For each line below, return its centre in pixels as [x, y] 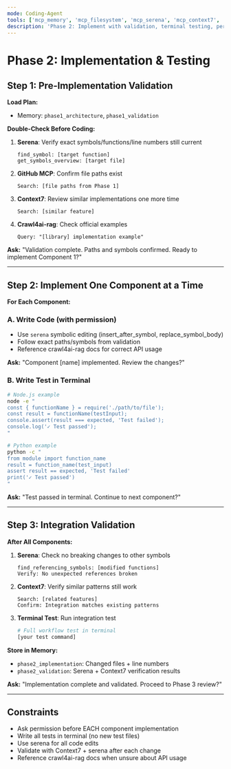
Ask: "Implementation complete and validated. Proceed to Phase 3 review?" [114, 684]
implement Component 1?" [45, 257]
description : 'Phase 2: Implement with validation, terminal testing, [110, 26]
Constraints [33, 712]
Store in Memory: [33, 650]
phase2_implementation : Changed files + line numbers [93, 663]
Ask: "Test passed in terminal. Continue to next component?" [94, 497]
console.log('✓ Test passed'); [52, 427]
